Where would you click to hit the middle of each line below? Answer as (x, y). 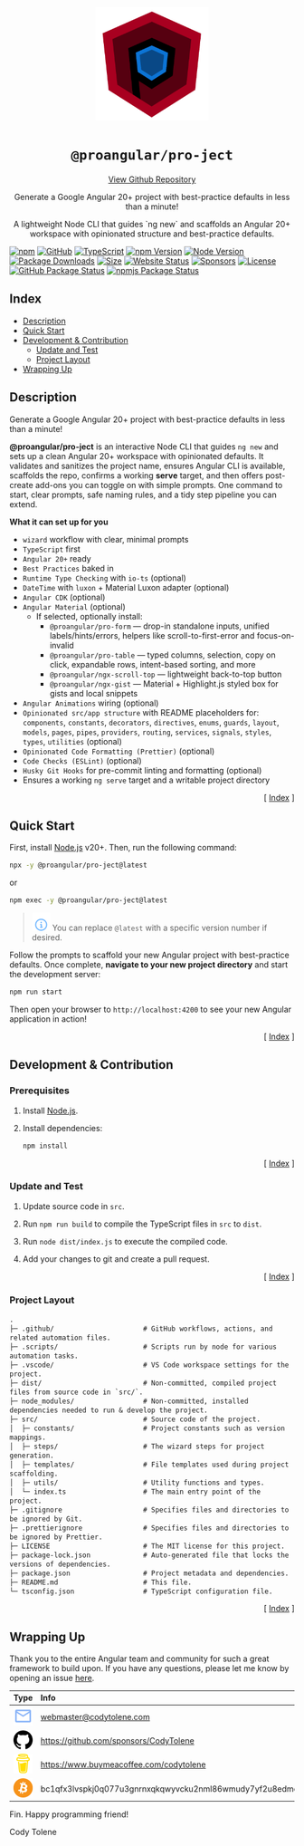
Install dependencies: (62, 1128)
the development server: (55, 975)
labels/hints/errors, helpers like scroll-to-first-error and (152, 635)
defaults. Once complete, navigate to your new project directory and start (149, 965)
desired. (47, 937)
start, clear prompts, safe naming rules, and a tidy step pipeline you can (143, 495)
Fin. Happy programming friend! (69, 1814)
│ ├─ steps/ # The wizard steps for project (137, 1447)
